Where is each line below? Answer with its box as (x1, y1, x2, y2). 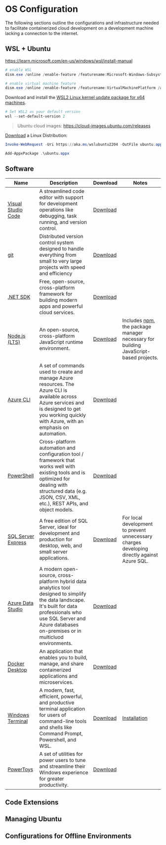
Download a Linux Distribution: (5, 133, 68, 138)
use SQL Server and (39, 615, 86, 622)
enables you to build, (39, 654, 87, 661)
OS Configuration (5, 3, 78, 15)
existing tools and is (39, 469, 85, 476)
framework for (39, 290, 73, 297)
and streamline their (39, 763, 85, 770)
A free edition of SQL (39, 517, 88, 524)
